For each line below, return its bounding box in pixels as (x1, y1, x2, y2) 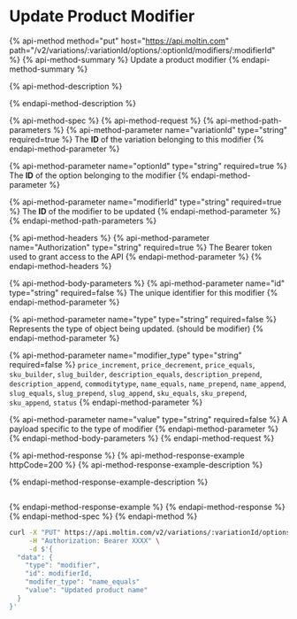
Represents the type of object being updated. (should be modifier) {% (9, 323, 263, 334)
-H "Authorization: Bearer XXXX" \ (28, 536, 161, 545)
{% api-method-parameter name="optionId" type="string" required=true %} (9, 160, 287, 171)
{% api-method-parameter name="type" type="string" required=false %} (9, 313, 277, 324)
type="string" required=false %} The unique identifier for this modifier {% (9, 287, 278, 298)
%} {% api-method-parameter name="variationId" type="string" (52, 124, 288, 135)
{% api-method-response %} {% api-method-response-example (9, 450, 245, 460)
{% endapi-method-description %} (9, 97, 137, 108)
